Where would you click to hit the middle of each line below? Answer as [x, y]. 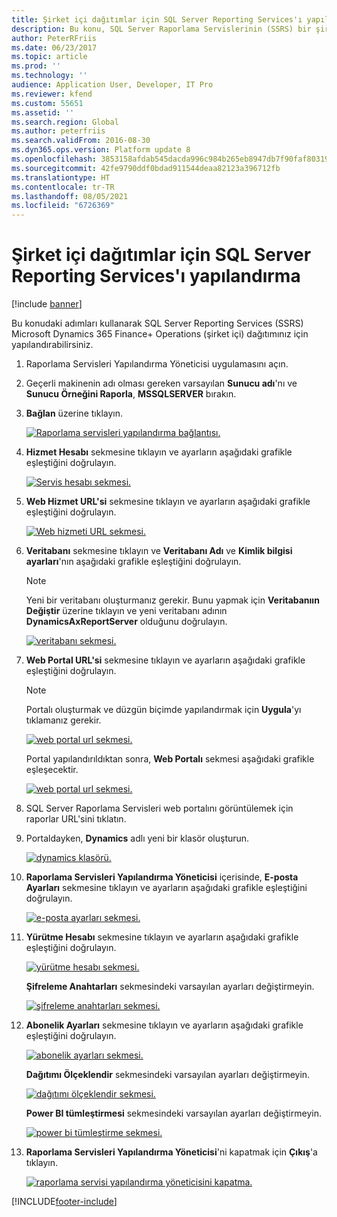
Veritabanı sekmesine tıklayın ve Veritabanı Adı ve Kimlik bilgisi [159, 551]
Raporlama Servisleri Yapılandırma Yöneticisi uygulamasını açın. [157, 364]
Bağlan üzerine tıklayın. [74, 413]
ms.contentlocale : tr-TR [63, 187]
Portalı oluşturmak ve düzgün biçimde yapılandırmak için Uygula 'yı [163, 710]
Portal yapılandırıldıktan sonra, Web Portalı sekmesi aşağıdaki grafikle [170, 759]
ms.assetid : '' [43, 112]
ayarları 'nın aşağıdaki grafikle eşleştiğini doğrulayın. [133, 562]
